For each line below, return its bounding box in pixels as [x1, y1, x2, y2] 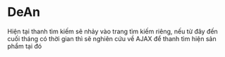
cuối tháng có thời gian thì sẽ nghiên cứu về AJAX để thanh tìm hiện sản [7, 34, 217, 42]
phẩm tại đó [7, 42, 42, 50]
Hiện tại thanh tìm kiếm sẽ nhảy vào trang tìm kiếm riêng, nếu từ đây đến [7, 27, 219, 35]
